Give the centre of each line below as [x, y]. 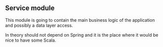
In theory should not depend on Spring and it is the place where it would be [82, 35]
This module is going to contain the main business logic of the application [80, 20]
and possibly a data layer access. [39, 25]
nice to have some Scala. [31, 40]
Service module [30, 8]
